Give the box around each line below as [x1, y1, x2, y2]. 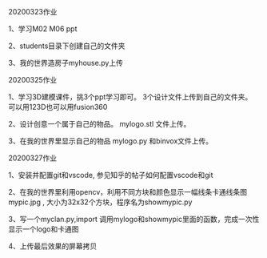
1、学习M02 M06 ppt [8, 24, 78, 34]
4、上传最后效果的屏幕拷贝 [8, 241, 98, 251]
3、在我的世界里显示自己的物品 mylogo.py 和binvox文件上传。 [8, 136, 213, 146]
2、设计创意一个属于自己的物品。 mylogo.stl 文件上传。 [8, 119, 191, 128]
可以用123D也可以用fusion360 [8, 103, 108, 111]
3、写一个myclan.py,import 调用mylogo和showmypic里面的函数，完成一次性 [8, 215, 260, 224]
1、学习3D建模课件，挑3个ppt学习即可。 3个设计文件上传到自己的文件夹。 [8, 92, 253, 102]
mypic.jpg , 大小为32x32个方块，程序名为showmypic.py [8, 197, 193, 207]
